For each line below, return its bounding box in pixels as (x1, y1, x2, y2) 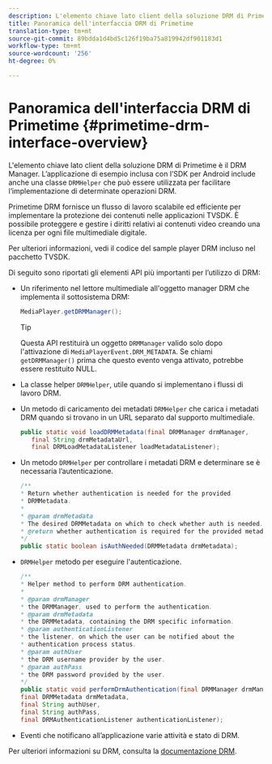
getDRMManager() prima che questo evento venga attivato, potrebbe (19, 355, 244, 365)
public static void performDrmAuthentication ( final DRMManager (19, 685, 239, 694)
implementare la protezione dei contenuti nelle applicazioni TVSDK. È (8, 210, 240, 220)
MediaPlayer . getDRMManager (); (19, 307, 123, 316)
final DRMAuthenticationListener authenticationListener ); (19, 715, 224, 723)
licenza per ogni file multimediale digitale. (8, 228, 147, 237)
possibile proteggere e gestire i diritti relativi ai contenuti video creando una (8, 219, 261, 228)
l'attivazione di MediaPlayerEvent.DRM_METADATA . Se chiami (19, 346, 213, 356)
